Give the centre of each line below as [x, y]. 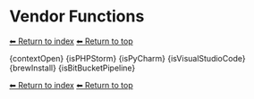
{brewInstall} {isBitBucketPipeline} [72, 68]
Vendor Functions [77, 16]
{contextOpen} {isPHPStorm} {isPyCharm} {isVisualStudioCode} [127, 58]
